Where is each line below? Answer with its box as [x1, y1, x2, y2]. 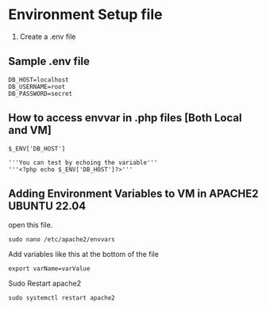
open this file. [8, 220, 53, 230]
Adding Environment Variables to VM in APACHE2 [8, 186, 259, 200]
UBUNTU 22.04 [8, 199, 87, 212]
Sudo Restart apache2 [8, 279, 82, 289]
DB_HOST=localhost [8, 75, 69, 84]
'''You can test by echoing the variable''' [8, 159, 158, 166]
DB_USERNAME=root [8, 82, 66, 90]
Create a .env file [19, 32, 76, 41]
